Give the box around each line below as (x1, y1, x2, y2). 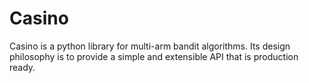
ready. (9, 61, 36, 73)
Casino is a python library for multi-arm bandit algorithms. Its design (9, 40, 291, 52)
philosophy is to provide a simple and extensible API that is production (9, 50, 299, 62)
